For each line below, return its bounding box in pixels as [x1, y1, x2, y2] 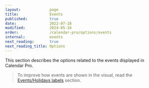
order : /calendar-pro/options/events [5, 30, 112, 35]
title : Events [5, 12, 63, 17]
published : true [5, 16, 58, 21]
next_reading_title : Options [5, 44, 65, 49]
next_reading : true [5, 39, 58, 44]
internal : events [5, 35, 63, 40]
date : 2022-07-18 [5, 21, 72, 26]
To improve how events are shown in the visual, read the [17, 72, 133, 78]
